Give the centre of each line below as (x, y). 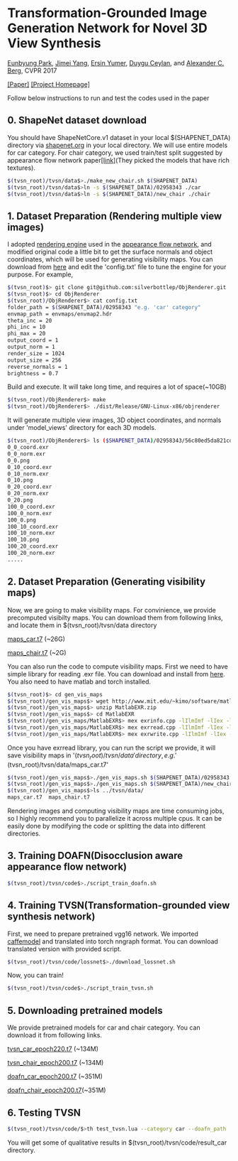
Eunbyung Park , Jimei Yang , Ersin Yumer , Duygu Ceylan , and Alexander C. (116, 63)
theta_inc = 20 (30, 320)
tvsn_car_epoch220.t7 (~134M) (53, 1049)
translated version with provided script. (64, 949)
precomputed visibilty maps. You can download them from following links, (115, 617)
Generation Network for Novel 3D (107, 28)
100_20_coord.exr (33, 546)
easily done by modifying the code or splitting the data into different (107, 826)
